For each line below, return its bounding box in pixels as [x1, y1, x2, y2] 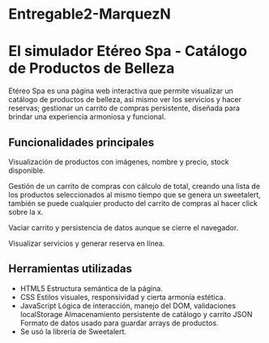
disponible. [8, 165, 46, 175]
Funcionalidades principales [8, 135, 155, 149]
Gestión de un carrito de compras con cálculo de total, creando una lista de [8, 181, 261, 191]
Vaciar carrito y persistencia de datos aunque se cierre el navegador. [8, 222, 239, 232]
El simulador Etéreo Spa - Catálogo [8, 42, 248, 61]
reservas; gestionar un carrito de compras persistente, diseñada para [8, 103, 241, 114]
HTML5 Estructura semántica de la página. [19, 283, 164, 293]
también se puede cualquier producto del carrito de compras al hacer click [8, 198, 258, 208]
